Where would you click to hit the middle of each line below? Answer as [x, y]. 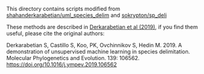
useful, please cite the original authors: [55, 33]
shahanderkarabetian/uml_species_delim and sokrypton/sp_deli [87, 15]
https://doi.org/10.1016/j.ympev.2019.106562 [62, 64]
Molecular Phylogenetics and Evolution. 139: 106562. [73, 58]
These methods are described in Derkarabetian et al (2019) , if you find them [102, 27]
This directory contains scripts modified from [63, 9]
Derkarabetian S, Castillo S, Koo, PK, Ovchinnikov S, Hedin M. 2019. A [94, 45]
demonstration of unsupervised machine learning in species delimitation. [98, 52]
